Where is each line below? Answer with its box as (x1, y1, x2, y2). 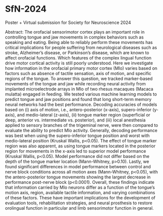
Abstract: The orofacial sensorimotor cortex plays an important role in (5, 29, 145, 35)
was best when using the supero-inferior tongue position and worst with (5, 133, 150, 138)
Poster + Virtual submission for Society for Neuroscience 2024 (5, 20, 131, 25)
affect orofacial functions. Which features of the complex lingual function (5, 55, 152, 60)
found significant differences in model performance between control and (5, 163, 151, 169)
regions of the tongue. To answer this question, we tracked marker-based (5, 76, 153, 81)
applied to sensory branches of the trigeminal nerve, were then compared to (5, 122, 158, 128)
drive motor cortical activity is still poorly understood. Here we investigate (5, 60, 153, 66)
